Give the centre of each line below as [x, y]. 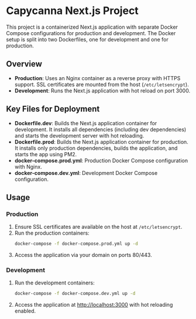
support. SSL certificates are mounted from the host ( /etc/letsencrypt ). [102, 84]
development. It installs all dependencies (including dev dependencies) [100, 129]
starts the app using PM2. [46, 154]
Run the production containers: [52, 233]
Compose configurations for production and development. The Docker [91, 33]
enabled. [25, 311]
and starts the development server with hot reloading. [79, 135]
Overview [24, 64]
